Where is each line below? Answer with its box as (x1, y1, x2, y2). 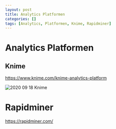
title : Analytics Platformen (5, 12, 65, 17)
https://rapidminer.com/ (5, 118, 53, 124)
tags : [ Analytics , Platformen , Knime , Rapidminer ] (5, 21, 112, 26)
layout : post (5, 7, 32, 12)
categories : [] (5, 16, 37, 21)
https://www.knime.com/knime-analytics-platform (5, 75, 107, 81)
